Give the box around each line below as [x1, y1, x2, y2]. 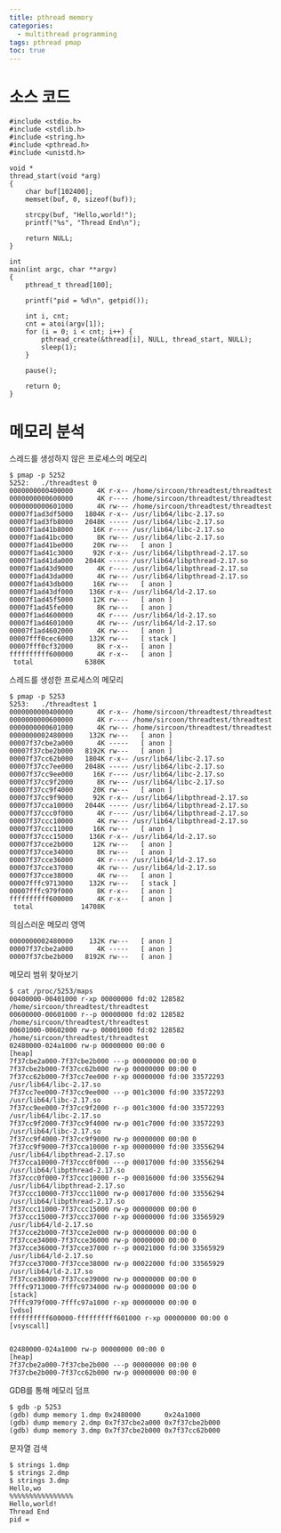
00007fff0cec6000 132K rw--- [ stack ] [9, 634, 177, 643]
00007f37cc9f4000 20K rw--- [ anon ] [9, 786, 173, 795]
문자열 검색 [9, 1443, 48, 1453]
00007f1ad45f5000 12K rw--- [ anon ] [9, 595, 173, 604]
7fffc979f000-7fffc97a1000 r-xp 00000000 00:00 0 [9, 1298, 197, 1307]
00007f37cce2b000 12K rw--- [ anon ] [9, 840, 173, 849]
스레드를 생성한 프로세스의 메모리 [9, 674, 124, 685]
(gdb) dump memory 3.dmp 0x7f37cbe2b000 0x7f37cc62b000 [9, 1426, 221, 1435]
